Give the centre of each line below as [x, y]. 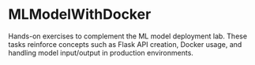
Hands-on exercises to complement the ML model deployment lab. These [127, 36]
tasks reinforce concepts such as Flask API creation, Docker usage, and [125, 44]
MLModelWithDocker [80, 14]
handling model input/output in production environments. [101, 52]
